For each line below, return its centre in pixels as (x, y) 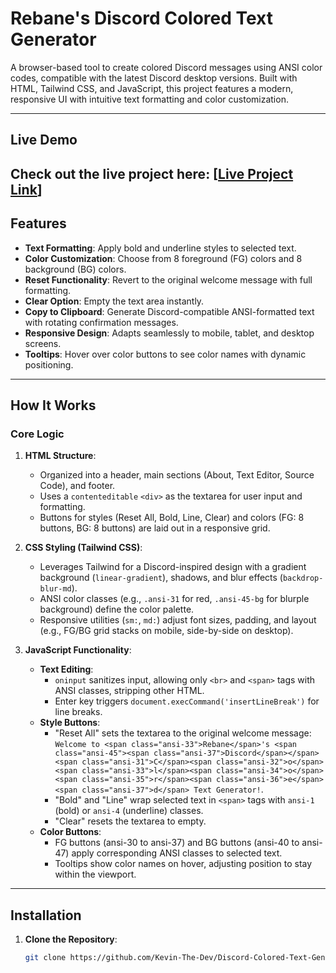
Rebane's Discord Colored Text (142, 18)
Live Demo (44, 140)
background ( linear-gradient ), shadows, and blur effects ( (161, 578)
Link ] (26, 189)
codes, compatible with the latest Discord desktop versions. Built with (154, 78)
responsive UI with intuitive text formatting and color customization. (149, 99)
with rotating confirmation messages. (101, 322)
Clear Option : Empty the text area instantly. (114, 301)
